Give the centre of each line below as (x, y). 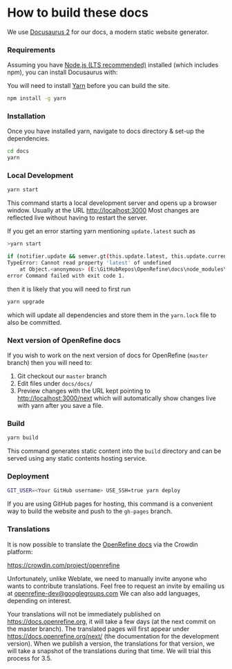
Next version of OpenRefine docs (64, 340)
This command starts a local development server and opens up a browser (112, 203)
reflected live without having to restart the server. (77, 218)
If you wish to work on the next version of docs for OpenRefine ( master (108, 355)
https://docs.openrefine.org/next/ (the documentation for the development (113, 636)
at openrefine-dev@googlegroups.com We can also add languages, (104, 593)
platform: (20, 551)
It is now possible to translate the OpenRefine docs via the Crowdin (103, 544)
